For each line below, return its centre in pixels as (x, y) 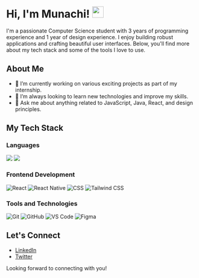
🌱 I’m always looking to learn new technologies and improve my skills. (102, 96)
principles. (28, 109)
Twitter (24, 256)
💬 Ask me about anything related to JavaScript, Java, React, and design (104, 103)
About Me (25, 69)
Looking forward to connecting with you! (57, 268)
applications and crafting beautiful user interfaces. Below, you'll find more (98, 43)
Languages (23, 145)
